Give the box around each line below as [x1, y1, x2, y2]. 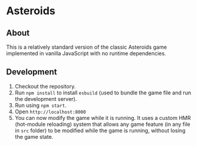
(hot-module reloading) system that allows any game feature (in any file [14, 120, 190, 128]
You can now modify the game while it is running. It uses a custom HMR [14, 114, 191, 121]
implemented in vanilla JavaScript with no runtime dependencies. [6, 50, 167, 57]
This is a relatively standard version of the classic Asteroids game [6, 43, 167, 50]
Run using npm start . [14, 101, 67, 109]
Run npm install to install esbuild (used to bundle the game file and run [14, 89, 192, 96]
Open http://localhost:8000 [14, 108, 86, 115]
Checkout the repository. [14, 82, 76, 90]
